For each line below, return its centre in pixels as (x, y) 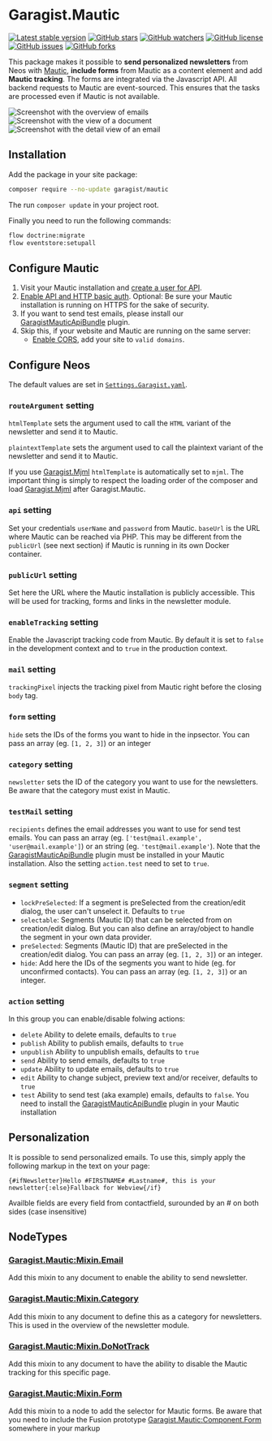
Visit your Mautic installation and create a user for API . (111, 288)
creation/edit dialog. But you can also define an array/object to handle (137, 928)
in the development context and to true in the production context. (118, 649)
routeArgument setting (52, 405)
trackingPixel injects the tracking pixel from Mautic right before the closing (135, 687)
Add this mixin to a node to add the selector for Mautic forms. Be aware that (135, 1411)
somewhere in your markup (54, 1428)
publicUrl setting (43, 575)
